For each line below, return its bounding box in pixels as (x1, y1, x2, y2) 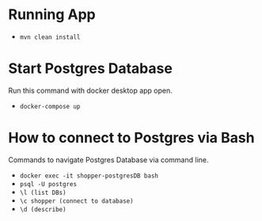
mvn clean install (19, 33, 81, 41)
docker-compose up (19, 102, 81, 110)
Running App (8, 6, 97, 24)
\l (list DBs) (19, 189, 66, 196)
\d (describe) (19, 205, 66, 213)
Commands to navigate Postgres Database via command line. (8, 154, 209, 164)
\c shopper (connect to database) (19, 196, 134, 205)
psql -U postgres (19, 180, 78, 188)
